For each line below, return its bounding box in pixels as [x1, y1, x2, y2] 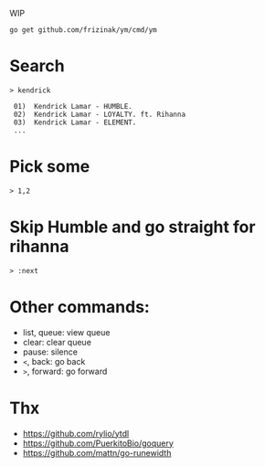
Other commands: [9, 297, 151, 317]
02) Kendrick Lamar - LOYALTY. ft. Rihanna [13, 110, 185, 119]
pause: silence [22, 346, 78, 357]
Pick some [9, 156, 90, 177]
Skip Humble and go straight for [9, 217, 256, 238]
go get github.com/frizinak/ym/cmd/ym [9, 26, 157, 35]
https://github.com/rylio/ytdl [22, 428, 130, 439]
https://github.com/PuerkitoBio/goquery [22, 438, 174, 449]
